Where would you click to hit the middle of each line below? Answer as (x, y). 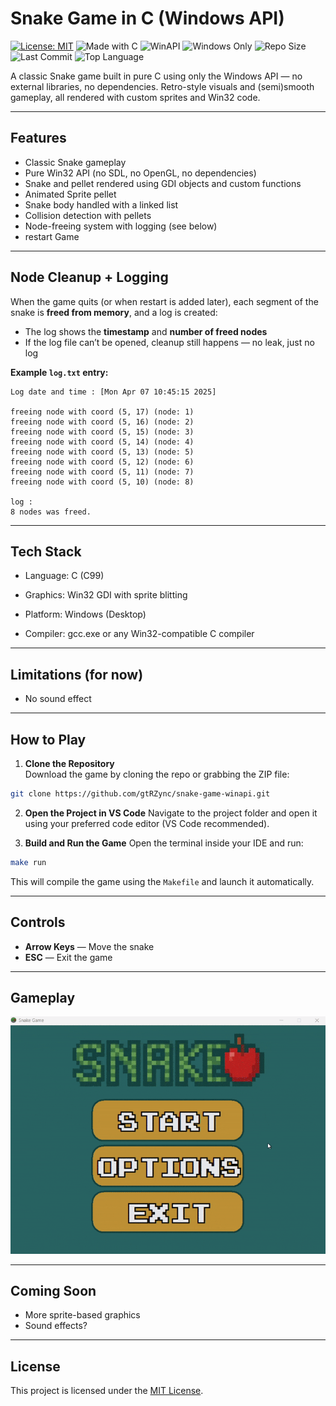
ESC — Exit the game (68, 957)
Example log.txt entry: (59, 372)
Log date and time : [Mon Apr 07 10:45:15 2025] (113, 392)
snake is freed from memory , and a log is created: (114, 312)
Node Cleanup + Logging (89, 277)
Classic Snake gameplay (75, 162)
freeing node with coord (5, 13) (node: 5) (102, 452)
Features (38, 138)
